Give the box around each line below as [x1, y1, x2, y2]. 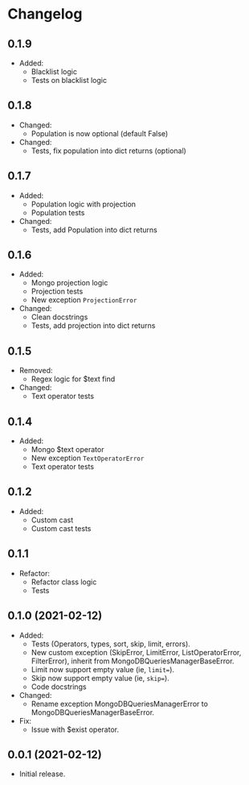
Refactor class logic [31, 577, 97, 587]
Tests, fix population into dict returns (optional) [31, 146, 186, 156]
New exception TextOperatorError [31, 453, 145, 463]
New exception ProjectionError [31, 295, 137, 305]
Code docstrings [31, 682, 87, 692]
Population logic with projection [31, 199, 137, 209]
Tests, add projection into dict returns [31, 321, 156, 330]
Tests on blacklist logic [31, 76, 108, 85]
